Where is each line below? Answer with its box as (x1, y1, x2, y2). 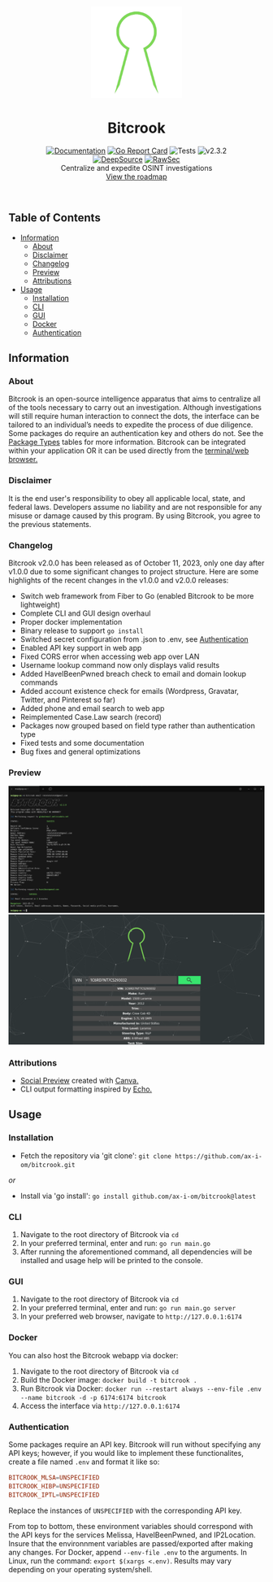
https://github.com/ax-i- (174, 1152, 262, 1161)
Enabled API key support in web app (19, 643, 142, 653)
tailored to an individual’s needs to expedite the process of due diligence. (8, 420, 253, 429)
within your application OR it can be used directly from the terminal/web (8, 446, 249, 455)
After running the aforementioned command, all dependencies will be (19, 1247, 253, 1257)
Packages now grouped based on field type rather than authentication (19, 721, 256, 730)
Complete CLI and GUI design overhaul (19, 608, 151, 618)
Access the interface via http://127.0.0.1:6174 (19, 1401, 180, 1410)
